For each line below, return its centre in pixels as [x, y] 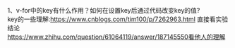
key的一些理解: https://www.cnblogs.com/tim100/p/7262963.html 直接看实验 [117, 19]
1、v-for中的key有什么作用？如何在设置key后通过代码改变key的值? [104, 10]
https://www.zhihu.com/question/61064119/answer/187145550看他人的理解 [116, 37]
